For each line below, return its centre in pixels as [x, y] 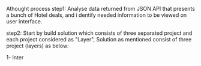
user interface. [24, 21]
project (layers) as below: [37, 46]
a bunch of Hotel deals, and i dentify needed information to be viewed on [97, 15]
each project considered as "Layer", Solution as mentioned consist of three [99, 39]
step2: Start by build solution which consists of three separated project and [99, 33]
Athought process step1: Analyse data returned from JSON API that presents [100, 9]
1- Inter [15, 57]
